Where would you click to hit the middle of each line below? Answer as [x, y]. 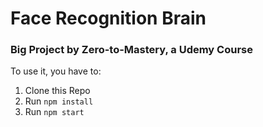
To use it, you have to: [56, 71]
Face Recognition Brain [108, 18]
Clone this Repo [57, 91]
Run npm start [54, 112]
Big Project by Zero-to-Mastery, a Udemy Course [131, 50]
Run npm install [59, 101]
